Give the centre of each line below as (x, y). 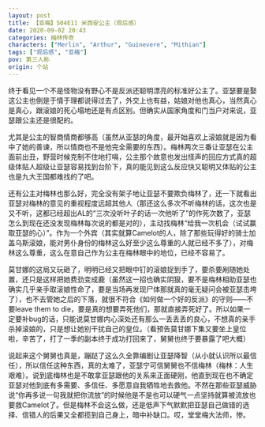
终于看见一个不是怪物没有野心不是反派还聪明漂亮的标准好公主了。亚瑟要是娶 (132, 90)
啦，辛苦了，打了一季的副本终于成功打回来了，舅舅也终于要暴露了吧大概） (129, 338)
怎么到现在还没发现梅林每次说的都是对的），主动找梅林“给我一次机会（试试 (129, 223)
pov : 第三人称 (29, 60)
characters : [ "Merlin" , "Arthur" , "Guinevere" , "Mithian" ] (107, 45)
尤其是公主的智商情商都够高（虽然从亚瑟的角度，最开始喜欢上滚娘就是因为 (129, 137)
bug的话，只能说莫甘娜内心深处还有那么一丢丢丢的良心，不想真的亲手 (142, 319)
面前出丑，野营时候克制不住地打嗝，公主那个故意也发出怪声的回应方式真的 (129, 157)
